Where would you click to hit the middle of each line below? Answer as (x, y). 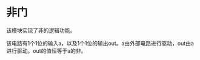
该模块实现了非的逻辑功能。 (41, 30)
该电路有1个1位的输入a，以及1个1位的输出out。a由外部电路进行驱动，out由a (100, 43)
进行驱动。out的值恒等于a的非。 (46, 51)
